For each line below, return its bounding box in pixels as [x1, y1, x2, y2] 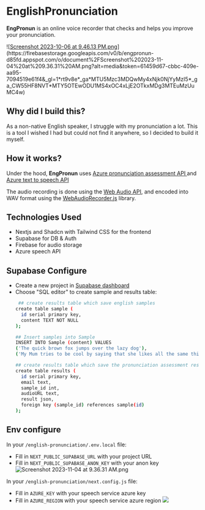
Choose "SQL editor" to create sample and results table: [15, 288, 157, 296]
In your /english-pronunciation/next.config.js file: [6, 478, 138, 485]
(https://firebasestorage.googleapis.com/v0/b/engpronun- [6, 49, 154, 56]
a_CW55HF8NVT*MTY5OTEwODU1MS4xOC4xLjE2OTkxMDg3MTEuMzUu [6, 81, 195, 89]
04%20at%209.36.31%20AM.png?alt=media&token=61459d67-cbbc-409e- [6, 62, 199, 70]
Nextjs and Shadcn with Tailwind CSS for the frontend [15, 228, 151, 236]
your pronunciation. [6, 31, 56, 38]
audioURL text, [21, 391, 60, 397]
